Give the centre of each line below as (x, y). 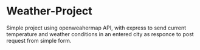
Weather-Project (49, 11)
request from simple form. (39, 40)
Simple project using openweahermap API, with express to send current (96, 28)
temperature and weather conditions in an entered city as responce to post (100, 34)
